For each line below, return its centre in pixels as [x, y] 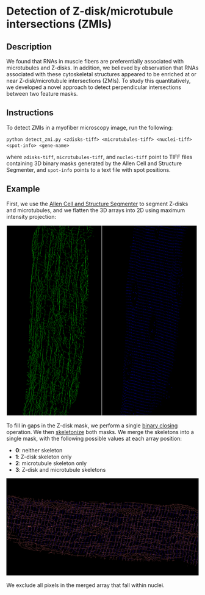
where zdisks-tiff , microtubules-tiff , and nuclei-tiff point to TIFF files [99, 157]
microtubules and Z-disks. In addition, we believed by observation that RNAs [103, 68]
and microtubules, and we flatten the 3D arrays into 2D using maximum [96, 210]
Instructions [30, 113]
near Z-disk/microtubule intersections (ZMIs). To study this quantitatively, [99, 81]
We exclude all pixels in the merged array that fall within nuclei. [85, 585]
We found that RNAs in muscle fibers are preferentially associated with [95, 61]
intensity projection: [31, 216]
